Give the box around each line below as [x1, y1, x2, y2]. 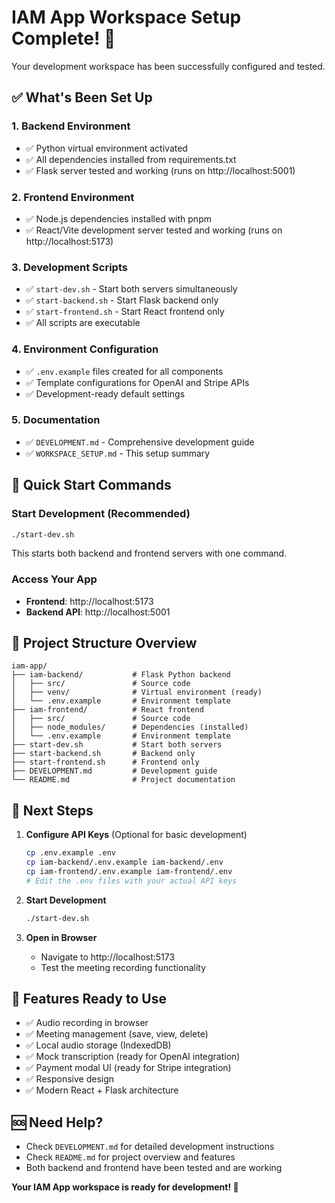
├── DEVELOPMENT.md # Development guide [11, 766, 218, 776]
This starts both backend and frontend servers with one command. [11, 547, 288, 560]
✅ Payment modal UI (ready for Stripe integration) [25, 1062, 232, 1074]
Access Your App [11, 572, 98, 586]
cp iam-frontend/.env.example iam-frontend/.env [25, 867, 233, 877]
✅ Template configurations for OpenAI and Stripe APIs [25, 376, 250, 388]
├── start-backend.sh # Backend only [11, 749, 196, 759]
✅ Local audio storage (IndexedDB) [25, 1039, 172, 1051]
